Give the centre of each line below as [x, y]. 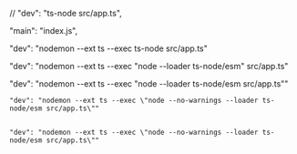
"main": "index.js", [44, 31]
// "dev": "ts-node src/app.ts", [66, 13]
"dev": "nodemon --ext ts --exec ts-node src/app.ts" [108, 48]
